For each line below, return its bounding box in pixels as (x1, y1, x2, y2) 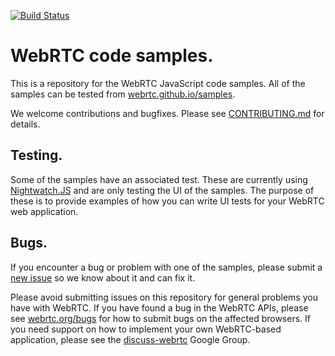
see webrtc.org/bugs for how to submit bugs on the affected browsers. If (10, 312, 311, 324)
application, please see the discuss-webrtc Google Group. (10, 333, 251, 345)
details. (10, 118, 41, 130)
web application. (10, 205, 79, 217)
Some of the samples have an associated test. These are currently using (10, 173, 308, 185)
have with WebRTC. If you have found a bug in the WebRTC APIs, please (10, 301, 309, 314)
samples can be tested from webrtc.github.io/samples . (10, 88, 236, 100)
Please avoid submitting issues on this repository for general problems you (10, 291, 318, 303)
